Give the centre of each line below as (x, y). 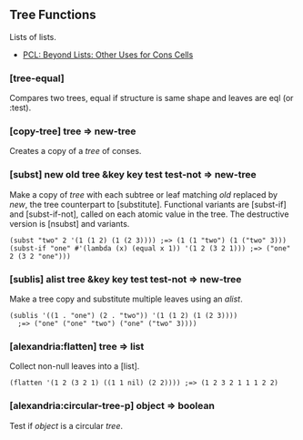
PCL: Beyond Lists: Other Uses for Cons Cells (108, 55)
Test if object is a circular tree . (66, 425)
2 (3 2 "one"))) (40, 256)
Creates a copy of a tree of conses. (76, 151)
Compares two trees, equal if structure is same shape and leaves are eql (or (151, 98)
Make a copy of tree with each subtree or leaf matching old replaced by (144, 194)
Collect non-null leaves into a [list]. (75, 366)
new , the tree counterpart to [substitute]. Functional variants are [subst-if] (148, 204)
